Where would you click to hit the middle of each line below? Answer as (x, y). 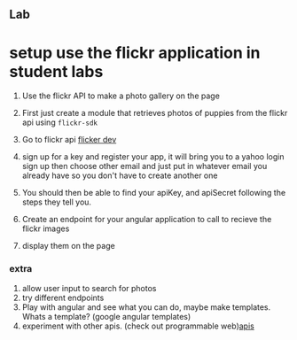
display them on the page (68, 246)
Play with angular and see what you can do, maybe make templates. (146, 307)
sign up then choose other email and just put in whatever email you (145, 166)
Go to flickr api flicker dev (69, 140)
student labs (56, 71)
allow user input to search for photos (89, 288)
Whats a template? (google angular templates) (106, 316)
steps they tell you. (56, 202)
